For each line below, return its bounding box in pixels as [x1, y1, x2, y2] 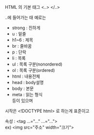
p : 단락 [12, 49, 27, 55]
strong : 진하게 [12, 25, 40, 31]
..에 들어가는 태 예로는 [5, 15, 46, 20]
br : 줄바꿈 [12, 43, 32, 49]
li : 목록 [12, 55, 26, 61]
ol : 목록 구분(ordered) [12, 67, 55, 73]
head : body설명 [12, 80, 44, 85]
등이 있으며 [12, 98, 33, 103]
